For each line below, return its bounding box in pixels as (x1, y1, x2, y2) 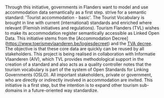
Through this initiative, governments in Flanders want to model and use (5, 4, 148, 10)
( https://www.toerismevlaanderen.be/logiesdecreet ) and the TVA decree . (5, 41, 153, 46)
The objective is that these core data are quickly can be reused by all (5, 46, 144, 51)
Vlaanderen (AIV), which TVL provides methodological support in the (5, 56, 144, 62)
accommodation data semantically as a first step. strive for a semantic (5, 9, 147, 15)
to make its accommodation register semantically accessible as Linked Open (5, 30, 160, 36)
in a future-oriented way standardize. (23, 88, 99, 93)
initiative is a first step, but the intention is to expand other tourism (5, 82, 139, 88)
